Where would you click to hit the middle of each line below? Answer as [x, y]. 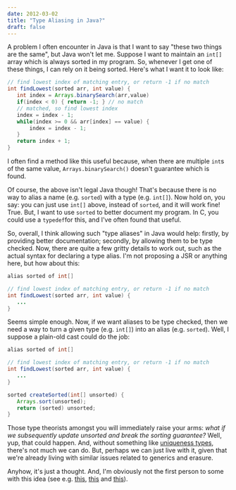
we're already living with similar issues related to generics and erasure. [110, 458]
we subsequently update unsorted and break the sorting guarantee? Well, [114, 435]
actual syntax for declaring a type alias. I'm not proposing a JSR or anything [117, 256]
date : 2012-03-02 [33, 14]
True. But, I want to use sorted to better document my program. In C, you [113, 212]
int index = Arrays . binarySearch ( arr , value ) [83, 96]
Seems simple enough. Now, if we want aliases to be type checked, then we [118, 322]
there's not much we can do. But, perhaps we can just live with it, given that [117, 451]
